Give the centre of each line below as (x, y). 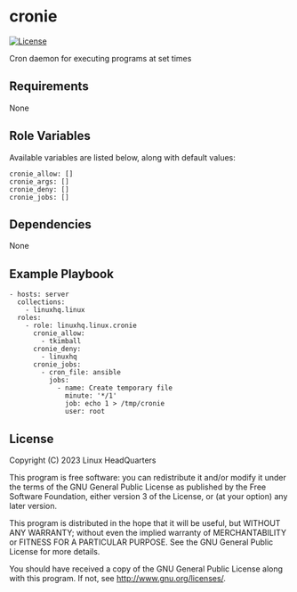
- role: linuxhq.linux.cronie (81, 326)
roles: (29, 318)
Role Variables (50, 136)
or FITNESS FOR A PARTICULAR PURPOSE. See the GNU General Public (141, 542)
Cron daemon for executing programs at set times (100, 58)
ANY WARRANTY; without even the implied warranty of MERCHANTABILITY (148, 533)
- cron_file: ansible (81, 373)
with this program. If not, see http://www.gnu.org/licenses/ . (118, 578)
